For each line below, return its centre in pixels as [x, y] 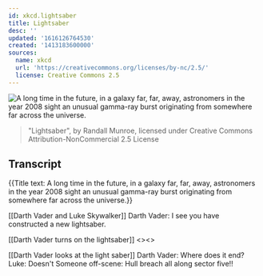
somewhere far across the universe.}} [71, 200]
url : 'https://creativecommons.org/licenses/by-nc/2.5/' [112, 68]
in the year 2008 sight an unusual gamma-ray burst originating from [120, 192]
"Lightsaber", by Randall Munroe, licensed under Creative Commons [140, 130]
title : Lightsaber [39, 23]
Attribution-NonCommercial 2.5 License [94, 139]
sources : [23, 53]
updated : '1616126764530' [51, 38]
